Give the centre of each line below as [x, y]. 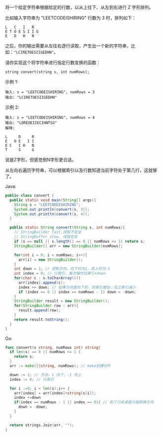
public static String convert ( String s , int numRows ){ [67, 227]
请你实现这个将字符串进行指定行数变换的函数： [53, 63]
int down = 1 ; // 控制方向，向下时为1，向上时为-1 [62, 269]
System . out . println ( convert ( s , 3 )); [52, 209]
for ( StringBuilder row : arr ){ [46, 306]
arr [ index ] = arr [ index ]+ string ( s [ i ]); [55, 393]
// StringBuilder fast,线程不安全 [48, 232]
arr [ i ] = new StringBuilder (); [51, 260]
